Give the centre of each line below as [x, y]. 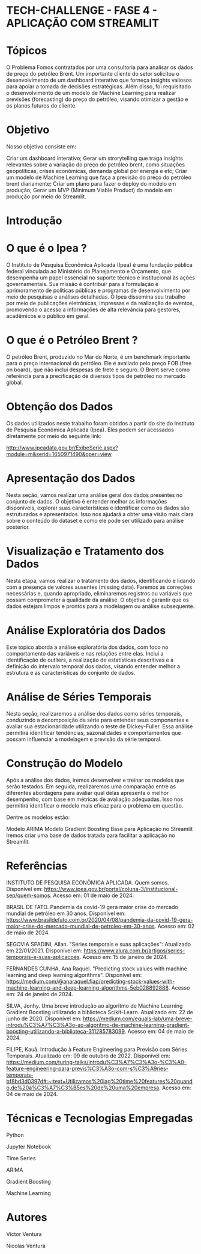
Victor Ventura [24, 1234]
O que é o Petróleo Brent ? [72, 340]
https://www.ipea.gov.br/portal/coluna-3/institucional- [111, 889]
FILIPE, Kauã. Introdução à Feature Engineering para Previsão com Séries [97, 1049]
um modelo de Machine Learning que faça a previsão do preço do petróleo [99, 177]
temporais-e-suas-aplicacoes [43, 957]
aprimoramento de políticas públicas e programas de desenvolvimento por [98, 291]
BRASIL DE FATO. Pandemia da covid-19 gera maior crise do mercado [92, 907]
